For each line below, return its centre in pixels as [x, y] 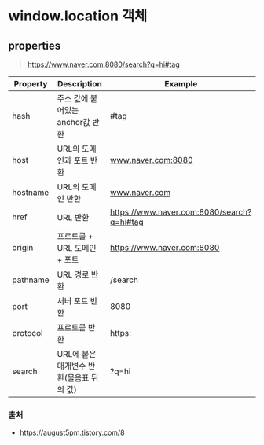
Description [80, 84]
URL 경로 [73, 274]
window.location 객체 [78, 16]
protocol [27, 333]
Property [31, 84]
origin [23, 247]
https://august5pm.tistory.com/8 [72, 432]
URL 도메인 [77, 248]
